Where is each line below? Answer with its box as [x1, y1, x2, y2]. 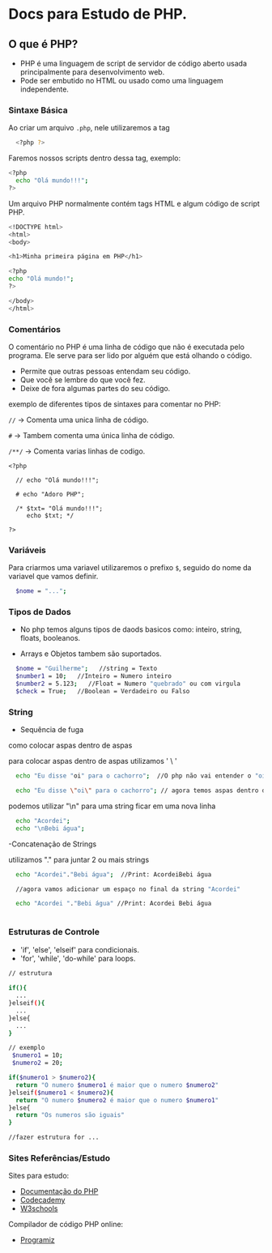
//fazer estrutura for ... [8, 1133, 100, 1142]
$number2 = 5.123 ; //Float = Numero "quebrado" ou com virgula [15, 680, 241, 688]
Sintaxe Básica [8, 104, 68, 116]
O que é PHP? [8, 37, 79, 51]
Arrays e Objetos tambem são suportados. [19, 649, 162, 658]
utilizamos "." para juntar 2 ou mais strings [8, 855, 150, 864]
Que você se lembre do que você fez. [19, 374, 146, 385]
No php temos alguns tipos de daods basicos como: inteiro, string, [19, 624, 242, 634]
